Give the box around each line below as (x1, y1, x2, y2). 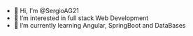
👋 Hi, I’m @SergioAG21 (13, 7, 79, 15)
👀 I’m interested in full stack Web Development (13, 14, 149, 22)
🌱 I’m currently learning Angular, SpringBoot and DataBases (13, 21, 186, 29)
